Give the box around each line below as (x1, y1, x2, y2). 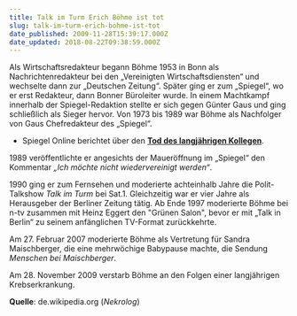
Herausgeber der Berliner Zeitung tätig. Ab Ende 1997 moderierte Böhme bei (9, 198, 289, 209)
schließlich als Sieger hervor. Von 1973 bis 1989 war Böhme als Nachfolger (9, 109, 282, 119)
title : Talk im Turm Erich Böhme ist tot (9, 12, 165, 22)
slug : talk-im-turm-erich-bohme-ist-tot (9, 21, 161, 30)
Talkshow (9, 189, 44, 199)
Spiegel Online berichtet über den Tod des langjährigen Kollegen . (21, 135, 264, 146)
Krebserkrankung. (9, 280, 75, 290)
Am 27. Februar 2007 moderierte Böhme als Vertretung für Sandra (9, 234, 251, 244)
